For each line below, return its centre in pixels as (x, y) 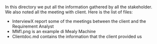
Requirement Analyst (33, 26)
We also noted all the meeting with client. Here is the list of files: (69, 12)
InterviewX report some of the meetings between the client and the (79, 21)
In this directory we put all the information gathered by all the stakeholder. (79, 7)
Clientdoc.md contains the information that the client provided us (77, 36)
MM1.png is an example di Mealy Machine (54, 31)
